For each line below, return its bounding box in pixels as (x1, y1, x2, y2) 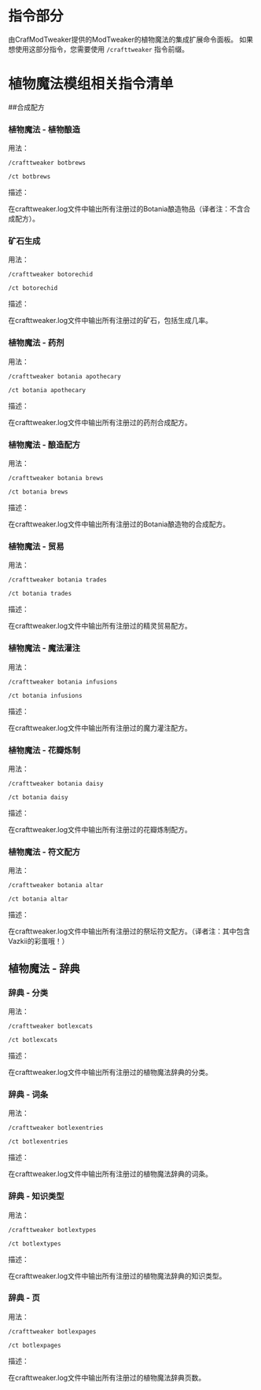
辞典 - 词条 (8, 1089, 49, 1100)
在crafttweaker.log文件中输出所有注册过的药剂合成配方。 (8, 417, 192, 427)
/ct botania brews (8, 488, 68, 496)
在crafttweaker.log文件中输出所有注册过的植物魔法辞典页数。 (8, 1373, 206, 1382)
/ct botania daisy (8, 793, 68, 801)
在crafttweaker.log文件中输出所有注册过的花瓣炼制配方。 (8, 824, 192, 834)
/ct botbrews (8, 173, 51, 181)
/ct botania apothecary (8, 386, 86, 394)
